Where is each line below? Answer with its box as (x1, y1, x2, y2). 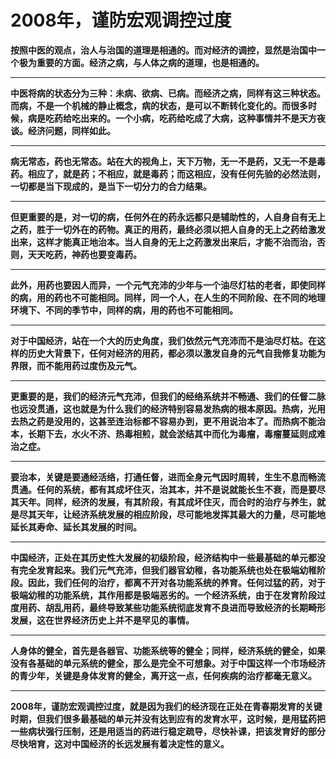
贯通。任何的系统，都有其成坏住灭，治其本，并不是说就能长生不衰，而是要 (10, 483, 317, 495)
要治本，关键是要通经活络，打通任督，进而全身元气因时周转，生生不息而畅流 (10, 471, 326, 483)
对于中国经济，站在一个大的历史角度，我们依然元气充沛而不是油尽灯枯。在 (10, 334, 317, 346)
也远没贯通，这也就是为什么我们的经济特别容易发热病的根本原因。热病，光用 (10, 402, 326, 415)
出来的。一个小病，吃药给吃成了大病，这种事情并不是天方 (79, 112, 317, 124)
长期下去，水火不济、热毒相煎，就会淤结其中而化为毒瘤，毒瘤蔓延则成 (27, 427, 317, 440)
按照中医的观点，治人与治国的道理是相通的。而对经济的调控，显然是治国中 (10, 44, 317, 56)
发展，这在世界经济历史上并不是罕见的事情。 (10, 614, 195, 626)
